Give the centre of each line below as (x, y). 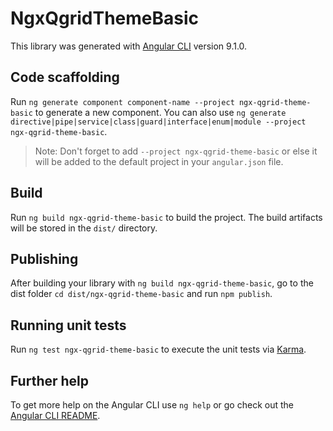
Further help (50, 380)
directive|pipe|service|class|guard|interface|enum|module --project (158, 122)
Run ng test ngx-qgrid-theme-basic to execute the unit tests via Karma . (158, 349)
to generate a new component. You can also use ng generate (160, 112)
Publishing (44, 258)
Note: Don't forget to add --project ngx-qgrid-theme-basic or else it (176, 151)
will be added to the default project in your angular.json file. (159, 161)
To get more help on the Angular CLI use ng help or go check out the (152, 405)
